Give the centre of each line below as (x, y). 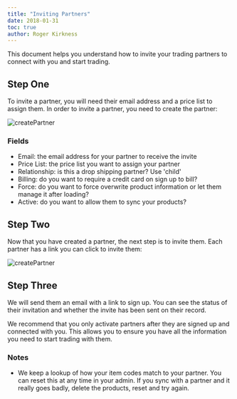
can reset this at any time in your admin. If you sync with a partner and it (123, 380)
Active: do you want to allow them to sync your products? (102, 202)
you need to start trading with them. (60, 338)
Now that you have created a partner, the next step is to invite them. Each (115, 242)
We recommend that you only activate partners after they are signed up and (118, 323)
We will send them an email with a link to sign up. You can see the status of (117, 302)
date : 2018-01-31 (33, 21)
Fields (18, 141)
